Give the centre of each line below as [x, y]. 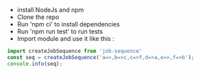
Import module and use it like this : [65, 39]
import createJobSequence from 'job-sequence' [75, 51]
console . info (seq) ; [35, 64]
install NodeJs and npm [50, 10]
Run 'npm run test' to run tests [60, 31]
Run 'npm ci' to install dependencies [68, 24]
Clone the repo [38, 17]
